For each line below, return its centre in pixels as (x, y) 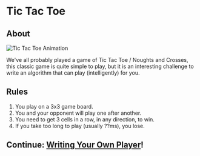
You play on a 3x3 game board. (54, 106)
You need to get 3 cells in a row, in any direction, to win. (85, 119)
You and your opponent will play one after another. (78, 113)
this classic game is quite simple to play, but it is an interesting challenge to (100, 66)
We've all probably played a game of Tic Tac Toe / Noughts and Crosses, (98, 60)
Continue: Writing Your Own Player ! (75, 145)
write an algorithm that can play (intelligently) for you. (73, 73)
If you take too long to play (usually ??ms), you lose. (80, 126)
